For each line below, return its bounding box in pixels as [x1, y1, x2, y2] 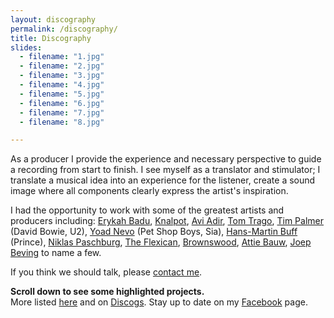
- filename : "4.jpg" [19, 80, 105, 90]
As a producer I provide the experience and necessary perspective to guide [10, 153, 322, 165]
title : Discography [10, 33, 92, 43]
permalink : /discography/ [10, 24, 118, 34]
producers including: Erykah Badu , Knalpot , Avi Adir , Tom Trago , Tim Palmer [10, 215, 325, 227]
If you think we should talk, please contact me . [10, 266, 203, 278]
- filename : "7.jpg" [19, 107, 105, 118]
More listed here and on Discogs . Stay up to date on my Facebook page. [10, 296, 308, 308]
